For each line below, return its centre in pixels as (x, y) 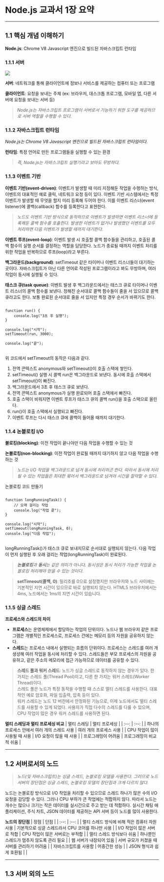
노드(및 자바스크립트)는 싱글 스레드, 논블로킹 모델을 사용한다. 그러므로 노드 (88, 777)
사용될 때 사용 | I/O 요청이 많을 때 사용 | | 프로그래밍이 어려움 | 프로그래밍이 (76, 736)
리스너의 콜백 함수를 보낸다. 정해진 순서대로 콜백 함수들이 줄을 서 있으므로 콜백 (84, 291)
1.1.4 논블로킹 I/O (24, 431)
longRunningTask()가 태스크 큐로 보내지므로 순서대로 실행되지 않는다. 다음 (76, 548)
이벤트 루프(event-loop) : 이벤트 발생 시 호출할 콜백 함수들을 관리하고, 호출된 (78, 239)
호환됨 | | (19, 853)
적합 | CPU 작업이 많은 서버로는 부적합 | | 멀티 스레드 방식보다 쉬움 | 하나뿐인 (83, 834)
